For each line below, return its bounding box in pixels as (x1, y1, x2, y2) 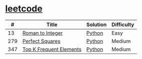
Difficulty (111, 21, 134, 28)
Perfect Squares (22, 37, 61, 44)
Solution (86, 21, 107, 28)
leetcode (5, 3, 42, 14)
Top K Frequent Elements (22, 45, 81, 52)
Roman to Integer (22, 29, 63, 36)
